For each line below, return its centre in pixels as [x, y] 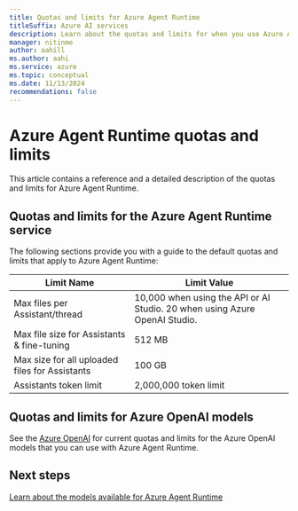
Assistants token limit [58, 385]
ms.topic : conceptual [49, 75]
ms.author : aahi [39, 59]
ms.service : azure [43, 67]
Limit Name [70, 283]
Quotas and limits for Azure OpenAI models [132, 417]
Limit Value [209, 283]
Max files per [41, 303]
